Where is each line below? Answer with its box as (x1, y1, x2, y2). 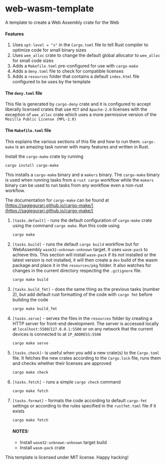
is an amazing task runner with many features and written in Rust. (15, 143, 150, 149)
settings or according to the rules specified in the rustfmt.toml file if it (12, 402, 157, 408)
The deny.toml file (5, 90, 43, 96)
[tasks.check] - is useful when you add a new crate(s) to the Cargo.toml (12, 349, 160, 355)
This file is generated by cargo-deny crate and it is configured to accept (5, 101, 151, 107)
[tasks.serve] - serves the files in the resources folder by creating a (12, 316, 153, 322)
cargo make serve (12, 341, 49, 346)
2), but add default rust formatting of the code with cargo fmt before (12, 291, 153, 298)
